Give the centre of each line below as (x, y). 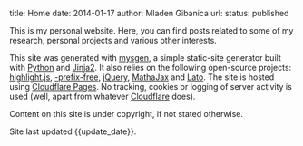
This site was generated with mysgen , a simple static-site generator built (145, 58)
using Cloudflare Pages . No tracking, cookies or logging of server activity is (151, 87)
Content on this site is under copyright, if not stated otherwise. (126, 114)
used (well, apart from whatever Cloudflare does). (103, 96)
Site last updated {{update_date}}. (73, 131)
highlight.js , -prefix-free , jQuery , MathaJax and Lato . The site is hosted (142, 77)
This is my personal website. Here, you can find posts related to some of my (151, 30)
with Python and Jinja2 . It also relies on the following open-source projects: (151, 68)
